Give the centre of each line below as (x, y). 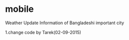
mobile (20, 9)
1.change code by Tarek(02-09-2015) (43, 32)
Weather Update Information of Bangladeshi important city (65, 23)
